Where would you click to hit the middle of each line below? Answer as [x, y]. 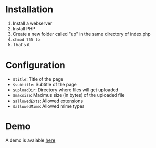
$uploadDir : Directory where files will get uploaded [65, 90]
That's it [21, 44]
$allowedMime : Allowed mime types [48, 106]
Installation [29, 9]
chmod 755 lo [26, 40]
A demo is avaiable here [30, 140]
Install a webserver [32, 23]
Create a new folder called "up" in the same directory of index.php [82, 34]
